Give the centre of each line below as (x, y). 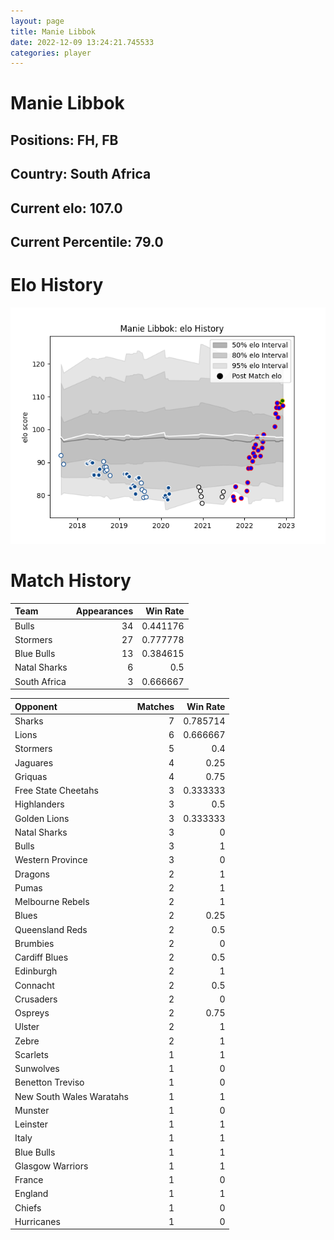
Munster (32, 1110)
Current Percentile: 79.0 (87, 242)
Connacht (34, 985)
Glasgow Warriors (51, 1166)
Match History (71, 581)
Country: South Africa (81, 174)
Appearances (104, 611)
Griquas (31, 776)
